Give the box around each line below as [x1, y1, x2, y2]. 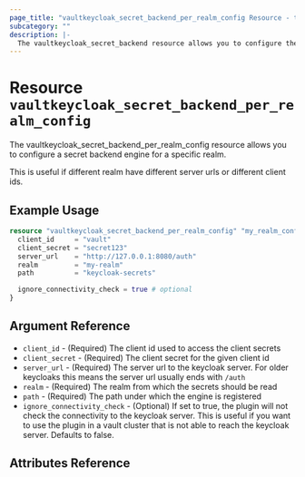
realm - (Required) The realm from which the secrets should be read [22, 381, 278, 392]
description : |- [9, 30, 71, 39]
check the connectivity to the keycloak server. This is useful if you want [22, 410, 291, 421]
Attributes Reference [9, 455, 131, 472]
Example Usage [9, 202, 100, 218]
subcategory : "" [9, 22, 71, 31]
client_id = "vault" [17, 235, 112, 244]
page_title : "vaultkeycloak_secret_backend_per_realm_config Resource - [9, 13, 290, 23]
